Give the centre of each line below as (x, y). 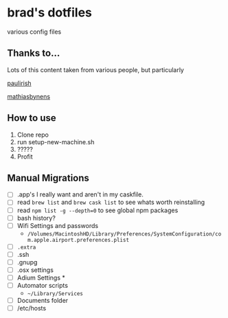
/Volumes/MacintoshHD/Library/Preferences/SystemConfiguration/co (124, 234)
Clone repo (33, 135)
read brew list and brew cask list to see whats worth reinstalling (111, 202)
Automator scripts (43, 285)
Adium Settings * (41, 277)
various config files (34, 32)
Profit (25, 157)
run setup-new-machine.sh (56, 141)
